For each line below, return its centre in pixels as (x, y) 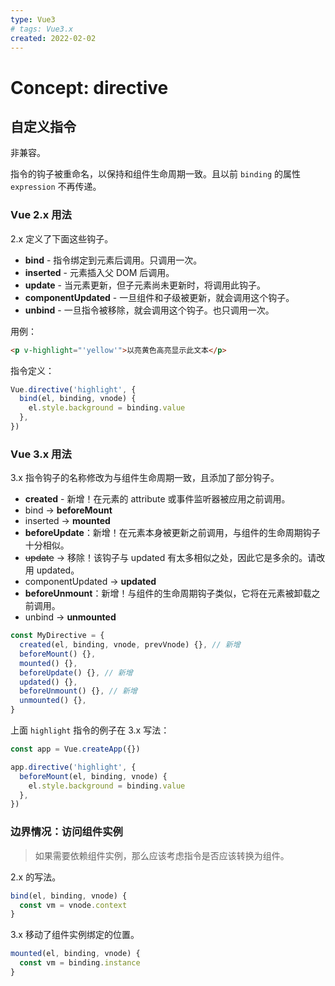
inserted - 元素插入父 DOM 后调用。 (99, 272)
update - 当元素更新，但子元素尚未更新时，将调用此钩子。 (145, 285)
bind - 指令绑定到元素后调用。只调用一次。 (113, 260)
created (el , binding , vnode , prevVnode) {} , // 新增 (130, 645)
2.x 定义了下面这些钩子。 (62, 238)
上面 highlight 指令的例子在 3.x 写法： (90, 730)
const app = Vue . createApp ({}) (75, 749)
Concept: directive (89, 87)
